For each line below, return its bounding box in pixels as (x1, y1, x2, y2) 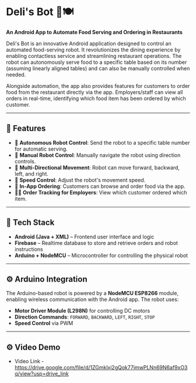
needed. (6, 71, 26, 78)
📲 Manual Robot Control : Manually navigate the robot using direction (14, 151, 181, 159)
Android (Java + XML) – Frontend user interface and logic (14, 233, 155, 240)
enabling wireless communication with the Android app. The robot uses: (6, 296, 179, 303)
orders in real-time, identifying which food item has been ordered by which (6, 95, 186, 102)
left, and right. (14, 170, 48, 177)
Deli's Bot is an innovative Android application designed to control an (6, 40, 171, 47)
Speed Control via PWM (14, 320, 73, 327)
